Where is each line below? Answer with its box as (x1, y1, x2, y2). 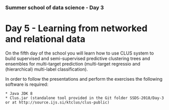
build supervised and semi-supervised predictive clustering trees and (5, 55, 150, 62)
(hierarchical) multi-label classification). (5, 66, 88, 72)
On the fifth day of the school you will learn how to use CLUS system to (5, 50, 154, 56)
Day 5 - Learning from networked (5, 23, 148, 34)
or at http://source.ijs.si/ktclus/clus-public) (5, 100, 110, 105)
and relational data (5, 33, 86, 45)
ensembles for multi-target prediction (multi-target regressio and (5, 61, 141, 67)
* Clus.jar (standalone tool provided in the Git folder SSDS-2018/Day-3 (5, 95, 164, 100)
